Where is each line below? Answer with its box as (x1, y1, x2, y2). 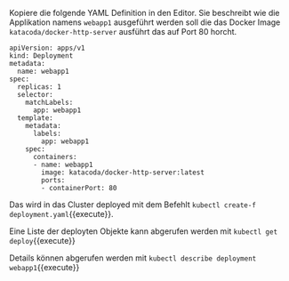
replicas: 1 (17, 83, 62, 92)
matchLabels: (25, 98, 74, 107)
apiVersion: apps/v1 (9, 44, 86, 52)
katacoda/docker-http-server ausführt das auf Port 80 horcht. (9, 27, 237, 36)
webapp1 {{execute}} (9, 262, 80, 272)
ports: (41, 176, 66, 185)
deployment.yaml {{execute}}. (9, 209, 114, 219)
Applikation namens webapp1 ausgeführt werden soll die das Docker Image (9, 17, 281, 28)
